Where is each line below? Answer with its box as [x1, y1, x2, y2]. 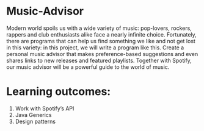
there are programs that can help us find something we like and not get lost [6, 37, 195, 44]
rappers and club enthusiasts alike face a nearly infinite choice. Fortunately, [6, 30, 197, 38]
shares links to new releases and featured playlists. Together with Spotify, [6, 57, 192, 64]
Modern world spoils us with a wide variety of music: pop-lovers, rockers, [6, 24, 192, 32]
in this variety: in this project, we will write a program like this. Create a [6, 44, 184, 51]
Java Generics [15, 111, 52, 118]
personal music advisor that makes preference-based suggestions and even [6, 50, 199, 57]
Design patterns [15, 118, 56, 125]
